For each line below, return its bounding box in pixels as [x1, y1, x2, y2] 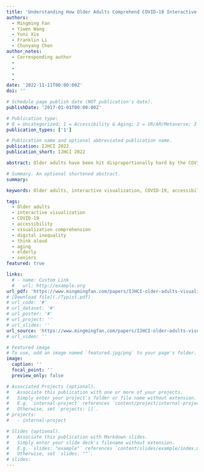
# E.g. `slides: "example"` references [6, 445, 113, 451]
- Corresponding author [12, 54, 72, 60]
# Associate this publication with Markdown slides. [6, 434, 148, 440]
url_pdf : [6, 288, 29, 294]
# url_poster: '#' [6, 311, 53, 317]
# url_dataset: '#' [6, 305, 56, 311]
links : [6, 271, 23, 277]
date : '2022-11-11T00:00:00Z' [6, 83, 83, 89]
